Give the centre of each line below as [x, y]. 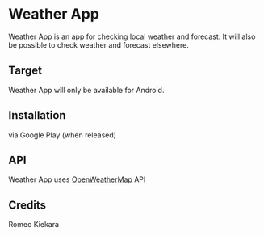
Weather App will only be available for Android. [86, 90]
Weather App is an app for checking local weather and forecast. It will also [132, 36]
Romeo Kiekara [34, 225]
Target [25, 71]
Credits [27, 205]
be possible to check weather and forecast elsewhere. [99, 44]
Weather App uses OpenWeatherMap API [77, 179]
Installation [37, 115]
